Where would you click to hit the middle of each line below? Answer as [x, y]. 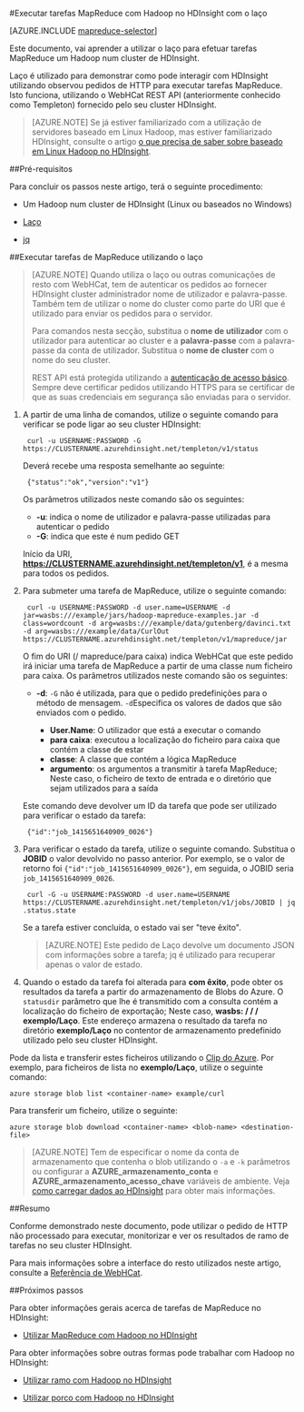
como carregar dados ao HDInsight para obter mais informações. [153, 1190]
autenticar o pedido [73, 526]
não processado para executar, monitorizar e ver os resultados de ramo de [149, 1235]
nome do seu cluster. [71, 360]
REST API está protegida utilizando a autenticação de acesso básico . [160, 378]
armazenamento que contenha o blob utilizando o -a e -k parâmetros [161, 1162]
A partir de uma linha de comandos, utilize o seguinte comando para [150, 414]
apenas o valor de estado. [94, 964]
